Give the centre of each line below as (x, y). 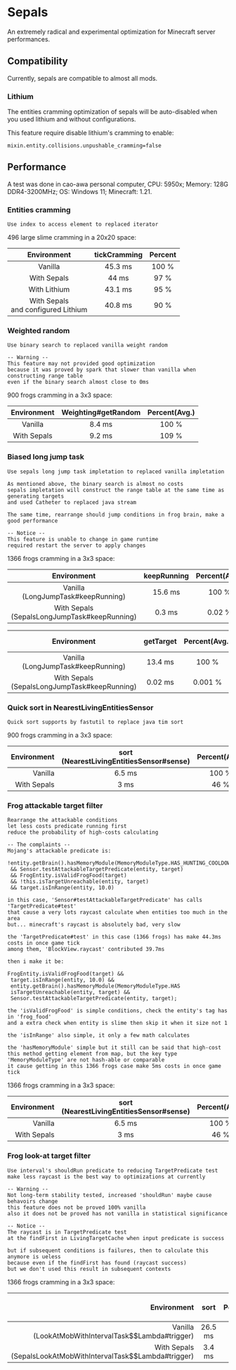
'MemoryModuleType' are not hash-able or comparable (86, 1060)
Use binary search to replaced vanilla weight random (88, 345)
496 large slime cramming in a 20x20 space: (72, 238)
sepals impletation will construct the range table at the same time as (116, 490)
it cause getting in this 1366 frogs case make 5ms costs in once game (114, 1066)
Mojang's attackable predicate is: (59, 851)
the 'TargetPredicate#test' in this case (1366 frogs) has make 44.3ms (114, 937)
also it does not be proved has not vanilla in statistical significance (118, 1213)
